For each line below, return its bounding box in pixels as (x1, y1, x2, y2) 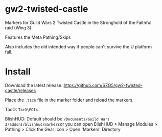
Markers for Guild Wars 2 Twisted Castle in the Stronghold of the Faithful (5, 20, 152, 25)
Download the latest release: (5, 82, 63, 88)
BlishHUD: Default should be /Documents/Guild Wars (5, 116, 110, 122)
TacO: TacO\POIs (5, 106, 38, 112)
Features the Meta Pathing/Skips (5, 34, 71, 40)
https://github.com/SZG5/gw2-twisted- (63, 82, 143, 88)
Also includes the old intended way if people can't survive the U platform (5, 44, 152, 49)
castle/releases (5, 87, 36, 93)
